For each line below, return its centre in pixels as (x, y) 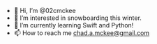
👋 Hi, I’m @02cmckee (45, 11)
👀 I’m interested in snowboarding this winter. (77, 18)
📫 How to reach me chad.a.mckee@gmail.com (82, 33)
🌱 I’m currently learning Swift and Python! (74, 25)
